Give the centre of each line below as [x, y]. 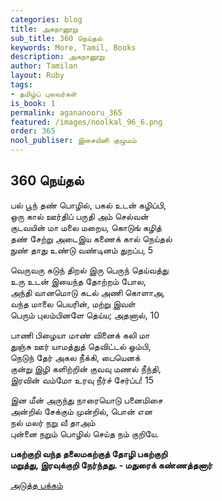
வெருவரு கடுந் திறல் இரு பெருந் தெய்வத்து [89, 270]
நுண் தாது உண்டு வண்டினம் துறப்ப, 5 [82, 250]
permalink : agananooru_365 [66, 112]
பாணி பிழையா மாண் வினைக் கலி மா [80, 335]
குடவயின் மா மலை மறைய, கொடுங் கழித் [86, 227]
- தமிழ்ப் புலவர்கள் [44, 94]
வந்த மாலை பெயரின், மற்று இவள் [73, 303]
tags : [21, 85]
